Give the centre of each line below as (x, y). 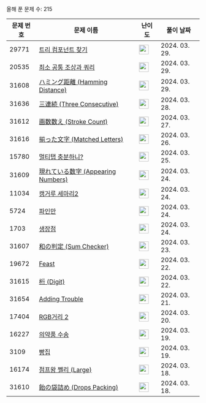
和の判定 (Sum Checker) (74, 247)
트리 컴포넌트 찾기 (63, 50)
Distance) (53, 90)
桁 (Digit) (52, 282)
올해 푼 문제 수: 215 (29, 9)
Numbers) (54, 179)
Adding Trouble (61, 299)
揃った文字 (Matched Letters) (81, 139)
